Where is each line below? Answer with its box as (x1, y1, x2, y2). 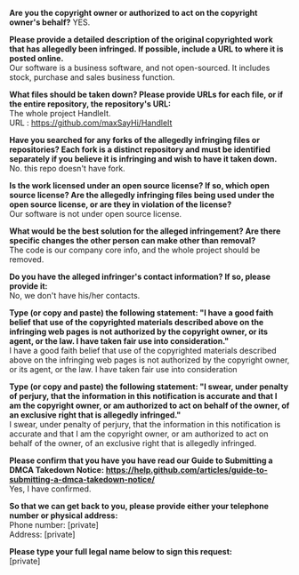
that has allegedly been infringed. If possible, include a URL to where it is (9, 44, 284, 54)
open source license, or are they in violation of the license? (9, 199, 232, 210)
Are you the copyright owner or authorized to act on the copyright (9, 8, 258, 18)
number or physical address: (9, 510, 118, 521)
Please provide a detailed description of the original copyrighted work (9, 35, 273, 44)
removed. (9, 254, 44, 265)
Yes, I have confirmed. (9, 483, 92, 494)
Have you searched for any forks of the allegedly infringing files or (9, 135, 261, 145)
